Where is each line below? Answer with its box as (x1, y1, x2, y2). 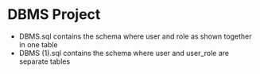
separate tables (18, 57, 71, 66)
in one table (18, 39, 58, 49)
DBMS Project (7, 6, 101, 24)
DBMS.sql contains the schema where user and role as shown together (18, 31, 252, 41)
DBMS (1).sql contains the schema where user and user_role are (18, 48, 230, 57)
